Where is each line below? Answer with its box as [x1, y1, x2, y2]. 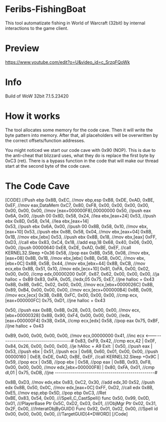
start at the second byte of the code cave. [5, 163, 91, 169]
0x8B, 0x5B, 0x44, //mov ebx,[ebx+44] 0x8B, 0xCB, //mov [25, 260, 146, 266]
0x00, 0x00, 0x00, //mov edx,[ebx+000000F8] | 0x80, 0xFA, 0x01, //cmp [5, 364, 155, 370]
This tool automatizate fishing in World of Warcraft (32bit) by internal [5, 20, 145, 26]
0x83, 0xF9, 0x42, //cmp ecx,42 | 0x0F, [75, 337, 157, 344]
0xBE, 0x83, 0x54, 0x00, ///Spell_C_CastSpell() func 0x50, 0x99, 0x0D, [5, 395, 150, 401]
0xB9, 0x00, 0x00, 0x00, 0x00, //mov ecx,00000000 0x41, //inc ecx [5, 332, 145, 338]
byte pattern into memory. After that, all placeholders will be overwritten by [5, 132, 159, 138]
